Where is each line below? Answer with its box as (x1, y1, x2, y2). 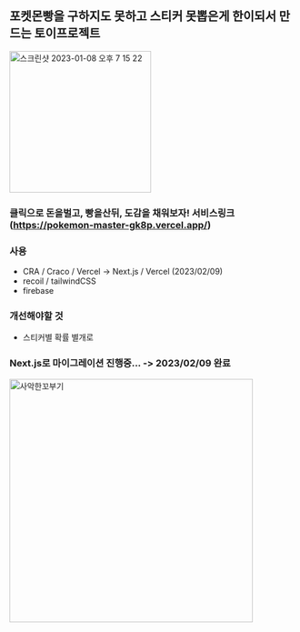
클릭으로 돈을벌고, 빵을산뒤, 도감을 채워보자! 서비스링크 (9, 206, 235, 219)
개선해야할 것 (9, 309, 64, 322)
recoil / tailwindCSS (22, 276, 97, 286)
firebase (22, 286, 55, 296)
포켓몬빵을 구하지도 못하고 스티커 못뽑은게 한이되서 (9, 8, 277, 25)
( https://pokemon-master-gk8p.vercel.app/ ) (9, 218, 212, 231)
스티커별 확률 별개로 (22, 332, 94, 343)
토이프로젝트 (34, 25, 101, 41)
